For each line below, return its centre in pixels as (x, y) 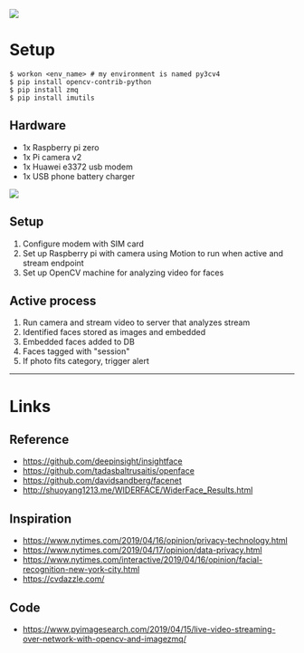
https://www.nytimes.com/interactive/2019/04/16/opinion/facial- (142, 560)
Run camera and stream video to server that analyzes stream (136, 322)
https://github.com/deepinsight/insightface (102, 461)
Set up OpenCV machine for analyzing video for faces (123, 273)
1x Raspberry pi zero (61, 147)
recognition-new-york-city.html (81, 570)
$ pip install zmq (44, 90)
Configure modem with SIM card (83, 244)
